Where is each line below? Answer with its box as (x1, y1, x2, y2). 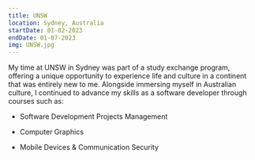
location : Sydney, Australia (8, 19, 104, 27)
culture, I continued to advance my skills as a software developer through (8, 88, 247, 97)
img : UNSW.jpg (8, 41, 55, 49)
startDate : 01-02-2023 (8, 26, 83, 34)
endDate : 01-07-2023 (8, 33, 77, 42)
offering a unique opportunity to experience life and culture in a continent (8, 71, 247, 81)
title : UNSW (8, 11, 47, 20)
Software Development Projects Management (19, 112, 168, 121)
